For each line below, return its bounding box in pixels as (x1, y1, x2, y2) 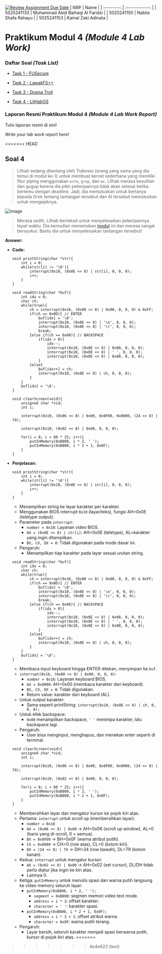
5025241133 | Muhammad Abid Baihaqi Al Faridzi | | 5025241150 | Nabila (5, 10, 150, 16)
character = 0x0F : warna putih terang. (33, 919, 111, 924)
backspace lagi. (26, 721, 58, 727)
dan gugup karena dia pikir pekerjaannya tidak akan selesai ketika (16, 183, 149, 189)
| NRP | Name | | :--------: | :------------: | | (70, 5, 157, 10)
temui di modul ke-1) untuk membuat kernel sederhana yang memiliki (16, 173, 155, 179)
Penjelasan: (12, 460, 37, 466)
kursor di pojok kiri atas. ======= (26, 934, 96, 940)
